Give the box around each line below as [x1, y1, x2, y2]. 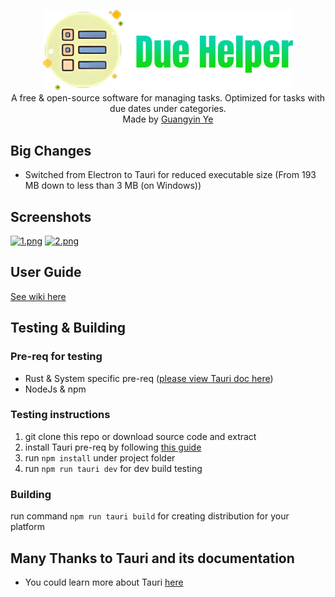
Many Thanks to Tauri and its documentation [10, 550, 295, 567]
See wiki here [10, 290, 67, 302]
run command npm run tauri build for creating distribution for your [10, 510, 290, 522]
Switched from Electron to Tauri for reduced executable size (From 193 [24, 169, 317, 181]
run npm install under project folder [24, 451, 176, 464]
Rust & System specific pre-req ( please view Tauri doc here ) [24, 372, 274, 384]
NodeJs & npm [24, 383, 87, 395]
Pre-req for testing [10, 350, 103, 364]
